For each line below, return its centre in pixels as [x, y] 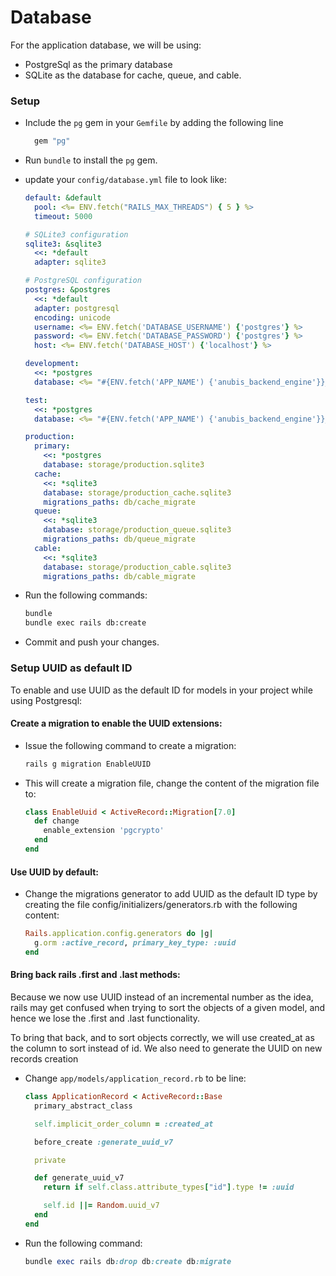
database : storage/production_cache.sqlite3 [137, 492]
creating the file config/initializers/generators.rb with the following [161, 905]
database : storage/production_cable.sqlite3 [137, 567]
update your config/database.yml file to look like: [126, 180]
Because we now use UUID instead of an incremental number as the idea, [162, 997]
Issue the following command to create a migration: [130, 745]
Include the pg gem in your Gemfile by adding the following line [154, 123]
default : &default [63, 198]
